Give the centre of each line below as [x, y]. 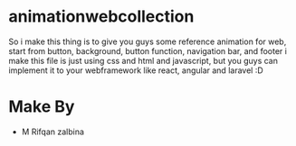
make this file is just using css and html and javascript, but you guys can [143, 60]
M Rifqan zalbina [53, 132]
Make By [42, 107]
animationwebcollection [101, 17]
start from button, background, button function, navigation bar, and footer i [148, 50]
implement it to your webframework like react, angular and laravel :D [136, 70]
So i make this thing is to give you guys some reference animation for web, [148, 41]
